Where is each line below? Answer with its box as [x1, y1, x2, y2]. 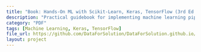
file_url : [6, 31, 31, 37]
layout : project [6, 36, 47, 42]
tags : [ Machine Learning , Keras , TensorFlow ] [6, 25, 121, 32]
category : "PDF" [6, 20, 47, 26]
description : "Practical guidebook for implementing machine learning [6, 14, 186, 20]
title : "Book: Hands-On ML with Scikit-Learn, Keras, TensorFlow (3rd [6, 8, 186, 15]
